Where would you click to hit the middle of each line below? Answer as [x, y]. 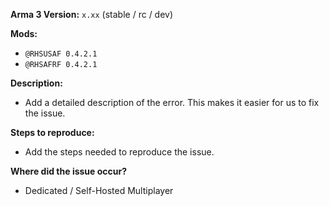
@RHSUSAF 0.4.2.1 [61, 54]
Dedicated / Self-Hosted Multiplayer [99, 190]
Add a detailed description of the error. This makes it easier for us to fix [172, 102]
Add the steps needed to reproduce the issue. [119, 152]
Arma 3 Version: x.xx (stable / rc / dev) [92, 14]
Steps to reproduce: [52, 132]
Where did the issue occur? [69, 171]
